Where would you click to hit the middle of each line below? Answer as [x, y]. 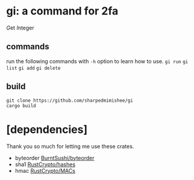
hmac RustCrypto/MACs [45, 170]
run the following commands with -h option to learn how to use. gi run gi [97, 61]
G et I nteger [20, 28]
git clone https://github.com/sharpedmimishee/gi [70, 101]
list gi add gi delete [33, 68]
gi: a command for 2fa [62, 11]
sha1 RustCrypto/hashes [45, 164]
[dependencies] [47, 129]
